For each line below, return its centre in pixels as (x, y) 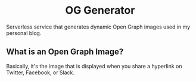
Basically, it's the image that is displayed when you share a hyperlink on (94, 66)
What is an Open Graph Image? (65, 52)
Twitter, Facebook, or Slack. (41, 72)
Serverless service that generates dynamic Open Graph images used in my (98, 27)
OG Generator (100, 10)
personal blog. (24, 33)
